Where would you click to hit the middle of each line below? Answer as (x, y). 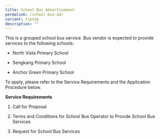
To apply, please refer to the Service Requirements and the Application (78, 82)
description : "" (22, 24)
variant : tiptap (22, 19)
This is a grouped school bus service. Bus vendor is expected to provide (80, 38)
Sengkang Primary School (39, 62)
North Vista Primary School (40, 53)
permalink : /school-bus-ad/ (34, 14)
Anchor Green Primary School (43, 72)
